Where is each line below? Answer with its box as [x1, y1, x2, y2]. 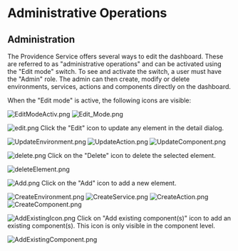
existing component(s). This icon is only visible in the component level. [7, 222, 216, 230]
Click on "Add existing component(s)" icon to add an [77, 214, 232, 222]
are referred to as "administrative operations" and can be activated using [7, 60, 222, 68]
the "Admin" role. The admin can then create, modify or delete [7, 75, 190, 83]
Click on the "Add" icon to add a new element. [41, 179, 177, 187]
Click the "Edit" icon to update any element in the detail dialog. [40, 124, 224, 132]
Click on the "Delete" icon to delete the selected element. [47, 151, 216, 159]
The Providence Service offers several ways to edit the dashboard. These [7, 52, 224, 60]
